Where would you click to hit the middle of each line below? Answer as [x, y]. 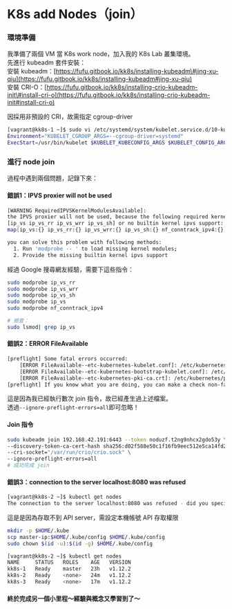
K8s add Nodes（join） [75, 14]
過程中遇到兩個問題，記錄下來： [52, 178]
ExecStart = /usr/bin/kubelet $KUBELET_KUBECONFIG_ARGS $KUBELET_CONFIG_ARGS [118, 143]
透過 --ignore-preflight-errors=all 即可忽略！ [73, 407]
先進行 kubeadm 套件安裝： [47, 62]
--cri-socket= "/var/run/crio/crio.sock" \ [69, 452]
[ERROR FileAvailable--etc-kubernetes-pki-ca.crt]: [95, 378]
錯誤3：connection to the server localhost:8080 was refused [97, 482]
